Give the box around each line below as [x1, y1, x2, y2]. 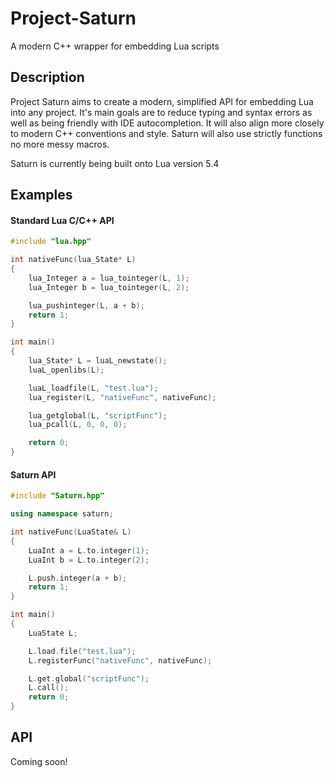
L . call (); [28, 683, 70, 693]
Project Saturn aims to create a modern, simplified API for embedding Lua [10, 95, 314, 107]
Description [10, 69, 85, 86]
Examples [10, 187, 73, 204]
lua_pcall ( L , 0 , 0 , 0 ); [28, 420, 128, 430]
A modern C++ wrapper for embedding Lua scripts [10, 40, 220, 52]
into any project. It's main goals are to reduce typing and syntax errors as [10, 106, 313, 118]
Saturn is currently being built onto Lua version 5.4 [10, 157, 220, 169]
